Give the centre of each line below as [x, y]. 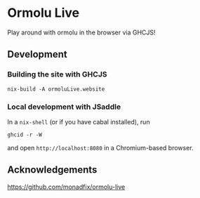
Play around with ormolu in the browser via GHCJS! [81, 32]
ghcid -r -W [25, 135]
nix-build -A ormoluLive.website [56, 89]
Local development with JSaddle [64, 107]
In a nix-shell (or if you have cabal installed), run [79, 121]
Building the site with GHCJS [57, 74]
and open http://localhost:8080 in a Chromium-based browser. [101, 147]
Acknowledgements [52, 170]
